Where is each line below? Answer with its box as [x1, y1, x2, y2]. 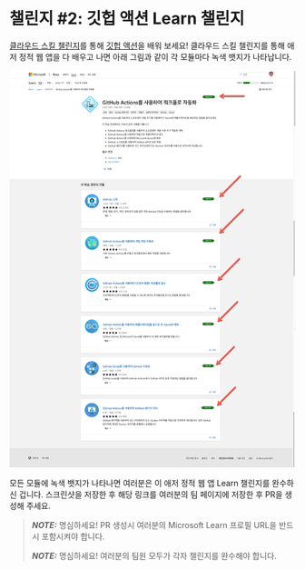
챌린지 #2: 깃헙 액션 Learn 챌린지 [9, 8, 245, 29]
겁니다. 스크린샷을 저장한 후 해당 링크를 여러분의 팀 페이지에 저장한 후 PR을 [18, 489, 283, 500]
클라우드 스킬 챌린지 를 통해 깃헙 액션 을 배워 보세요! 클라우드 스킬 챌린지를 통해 [9, 40, 286, 51]
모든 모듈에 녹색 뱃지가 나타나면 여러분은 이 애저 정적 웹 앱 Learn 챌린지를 [9, 478, 271, 489]
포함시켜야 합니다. [41, 531, 105, 542]
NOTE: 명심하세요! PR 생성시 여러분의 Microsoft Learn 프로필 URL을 [31, 520, 277, 531]
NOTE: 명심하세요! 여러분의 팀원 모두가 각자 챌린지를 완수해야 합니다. [31, 551, 277, 562]
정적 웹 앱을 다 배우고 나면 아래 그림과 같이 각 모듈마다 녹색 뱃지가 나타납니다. [18, 51, 292, 62]
